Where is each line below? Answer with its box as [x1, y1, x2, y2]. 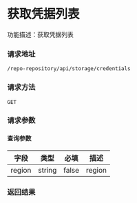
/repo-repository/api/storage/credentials [7, 65, 131, 72]
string [37, 165, 57, 175]
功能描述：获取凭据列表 [7, 30, 74, 39]
